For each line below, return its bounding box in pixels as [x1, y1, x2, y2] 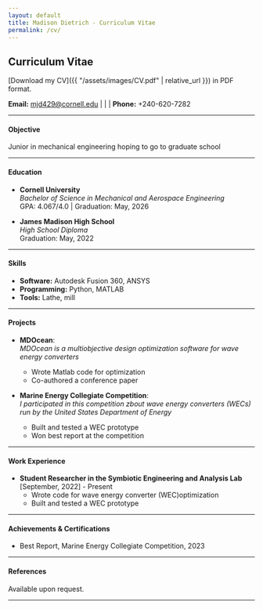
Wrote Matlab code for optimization [31, 368, 146, 376]
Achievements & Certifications [8, 524, 110, 533]
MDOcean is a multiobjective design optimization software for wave [19, 344, 239, 353]
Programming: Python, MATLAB [19, 284, 124, 294]
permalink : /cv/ [8, 26, 61, 34]
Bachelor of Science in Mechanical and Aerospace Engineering [19, 193, 225, 202]
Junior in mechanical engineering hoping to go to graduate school [8, 142, 221, 151]
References [8, 567, 47, 576]
